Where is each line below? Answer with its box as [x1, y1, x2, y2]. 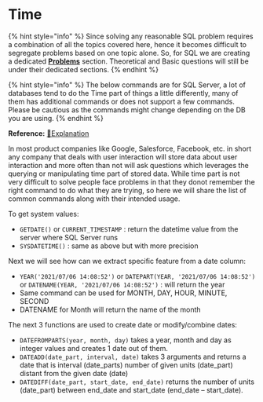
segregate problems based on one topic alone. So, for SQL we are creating [8, 48, 250, 57]
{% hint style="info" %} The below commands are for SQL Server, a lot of [8, 80, 246, 90]
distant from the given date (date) [19, 368, 129, 378]
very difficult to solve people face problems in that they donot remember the [8, 177, 255, 186]
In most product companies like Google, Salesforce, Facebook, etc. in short [8, 144, 252, 153]
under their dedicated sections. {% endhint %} [8, 64, 159, 74]
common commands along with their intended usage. [8, 194, 181, 203]
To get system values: [8, 209, 79, 218]
